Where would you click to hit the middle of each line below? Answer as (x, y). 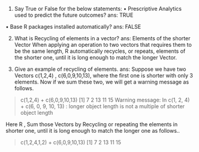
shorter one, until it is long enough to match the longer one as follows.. (93, 131)
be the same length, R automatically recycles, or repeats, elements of (100, 51)
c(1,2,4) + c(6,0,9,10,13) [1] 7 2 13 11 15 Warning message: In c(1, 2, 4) (105, 100)
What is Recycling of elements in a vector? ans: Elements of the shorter (102, 38)
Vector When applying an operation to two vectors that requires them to (103, 45)
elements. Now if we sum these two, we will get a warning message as (102, 82)
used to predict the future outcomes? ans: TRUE (74, 15)
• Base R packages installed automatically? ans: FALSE (73, 27)
